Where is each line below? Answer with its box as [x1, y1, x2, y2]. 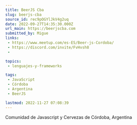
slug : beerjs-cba [5, 12, 42, 17]
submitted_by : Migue [5, 31, 49, 36]
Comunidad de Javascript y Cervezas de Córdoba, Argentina [5, 114, 132, 120]
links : [5, 36, 19, 41]
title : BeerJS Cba [5, 7, 44, 13]
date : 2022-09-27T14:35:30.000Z [5, 21, 73, 27]
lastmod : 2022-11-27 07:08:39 [5, 100, 69, 105]
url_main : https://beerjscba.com [5, 26, 76, 31]
